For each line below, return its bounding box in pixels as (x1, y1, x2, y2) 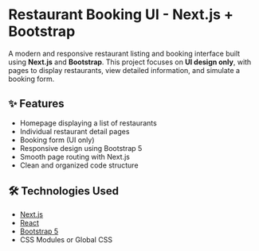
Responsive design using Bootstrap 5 (19, 143, 143, 153)
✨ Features (8, 97, 65, 110)
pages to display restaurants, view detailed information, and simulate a (8, 65, 241, 75)
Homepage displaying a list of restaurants (19, 118, 157, 128)
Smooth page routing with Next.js (19, 152, 130, 161)
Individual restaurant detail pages (19, 126, 130, 136)
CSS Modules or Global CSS (19, 234, 113, 244)
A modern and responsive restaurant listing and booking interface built (8, 48, 241, 58)
